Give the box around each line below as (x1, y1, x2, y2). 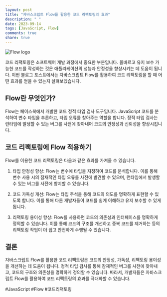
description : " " (5, 16, 41, 21)
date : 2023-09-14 (5, 21, 41, 26)
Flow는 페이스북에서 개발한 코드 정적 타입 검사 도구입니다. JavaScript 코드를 (5, 108, 154, 114)
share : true (5, 35, 30, 40)
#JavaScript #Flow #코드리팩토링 (5, 286, 72, 292)
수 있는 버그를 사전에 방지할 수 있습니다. (12, 180, 90, 186)
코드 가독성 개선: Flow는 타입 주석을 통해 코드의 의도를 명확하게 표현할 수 (12, 191, 154, 197)
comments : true (5, 30, 37, 35)
